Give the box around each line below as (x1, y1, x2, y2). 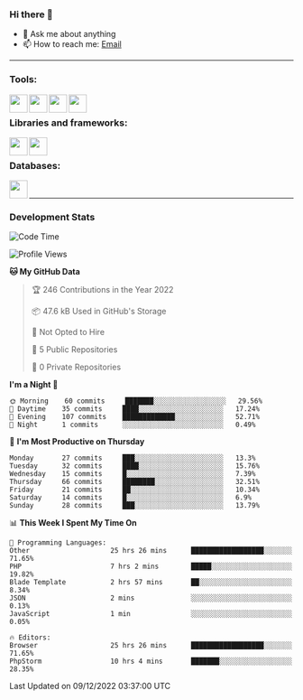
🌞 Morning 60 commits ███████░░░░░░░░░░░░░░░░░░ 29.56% (9, 397, 263, 406)
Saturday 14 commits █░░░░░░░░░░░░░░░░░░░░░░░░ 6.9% (9, 493, 252, 502)
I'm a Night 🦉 (9, 379, 59, 390)
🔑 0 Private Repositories (31, 361, 122, 373)
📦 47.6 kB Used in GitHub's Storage (31, 306, 167, 317)
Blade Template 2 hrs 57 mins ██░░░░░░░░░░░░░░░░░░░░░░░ (9, 578, 293, 587)
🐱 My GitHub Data (9, 266, 81, 277)
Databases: (9, 159, 61, 172)
